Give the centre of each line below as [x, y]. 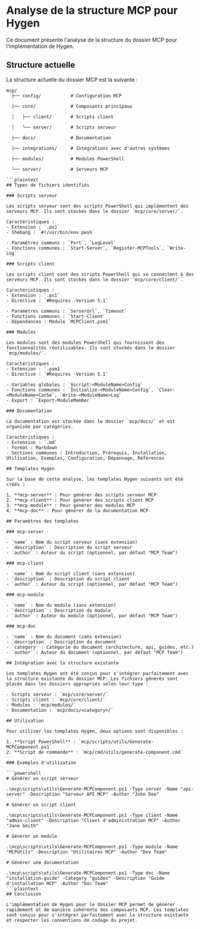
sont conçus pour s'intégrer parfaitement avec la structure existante [97, 915]
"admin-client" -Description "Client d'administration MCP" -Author [93, 820]
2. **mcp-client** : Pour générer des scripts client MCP [80, 500]
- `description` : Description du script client [68, 579]
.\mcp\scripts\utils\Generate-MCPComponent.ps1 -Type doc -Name [88, 873]
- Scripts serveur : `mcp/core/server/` [57, 694]
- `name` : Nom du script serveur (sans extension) [72, 542]
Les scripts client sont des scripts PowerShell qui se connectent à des [100, 274]
